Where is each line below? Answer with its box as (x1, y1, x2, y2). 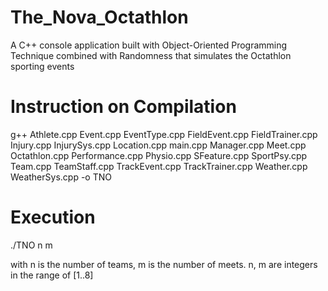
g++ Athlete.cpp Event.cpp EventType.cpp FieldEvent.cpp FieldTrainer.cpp (10, 128, 318, 140)
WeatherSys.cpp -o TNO (10, 171, 112, 183)
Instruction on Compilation (10, 96, 237, 118)
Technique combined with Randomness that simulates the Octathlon (10, 49, 292, 61)
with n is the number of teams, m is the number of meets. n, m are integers (10, 258, 318, 270)
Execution (10, 206, 96, 229)
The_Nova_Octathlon (10, 6, 189, 29)
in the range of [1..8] (10, 269, 94, 281)
